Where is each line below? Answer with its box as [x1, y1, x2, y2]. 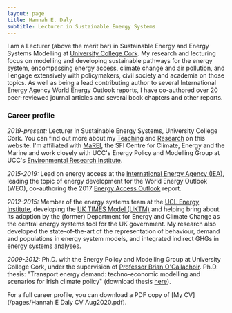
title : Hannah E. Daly [7, 17, 72, 24]
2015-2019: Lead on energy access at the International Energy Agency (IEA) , [7, 169, 225, 177]
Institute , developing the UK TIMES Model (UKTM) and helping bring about [7, 205, 220, 213]
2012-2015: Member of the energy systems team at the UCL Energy [7, 197, 200, 206]
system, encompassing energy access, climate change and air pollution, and [7, 64, 225, 73]
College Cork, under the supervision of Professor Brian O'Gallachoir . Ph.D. [7, 262, 219, 271]
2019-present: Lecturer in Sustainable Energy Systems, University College [7, 126, 218, 135]
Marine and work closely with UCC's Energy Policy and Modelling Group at [7, 148, 220, 156]
